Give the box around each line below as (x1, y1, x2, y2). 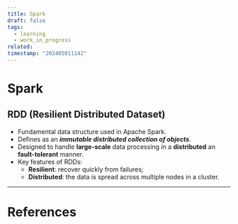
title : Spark (7, 10, 46, 18)
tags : (7, 23, 23, 30)
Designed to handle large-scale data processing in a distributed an (17, 142, 216, 151)
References (7, 204, 76, 220)
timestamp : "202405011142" (7, 50, 87, 57)
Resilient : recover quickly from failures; (28, 164, 144, 174)
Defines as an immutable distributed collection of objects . (17, 135, 191, 143)
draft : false (7, 17, 46, 24)
